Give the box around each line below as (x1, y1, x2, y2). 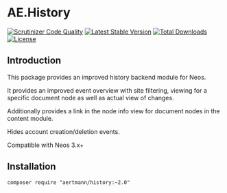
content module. (7, 114, 53, 122)
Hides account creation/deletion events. (7, 127, 120, 135)
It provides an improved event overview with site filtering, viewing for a (7, 86, 208, 94)
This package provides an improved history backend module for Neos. (7, 73, 206, 81)
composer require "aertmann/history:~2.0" (7, 179, 130, 186)
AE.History (7, 5, 71, 21)
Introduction (7, 55, 62, 67)
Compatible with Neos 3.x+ (7, 141, 84, 149)
